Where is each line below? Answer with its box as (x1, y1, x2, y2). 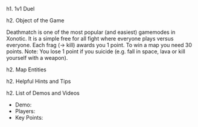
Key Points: (14, 114, 43, 121)
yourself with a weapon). (6, 54, 68, 61)
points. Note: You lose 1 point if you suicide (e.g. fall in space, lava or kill (6, 48, 185, 55)
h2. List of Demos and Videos (6, 90, 80, 96)
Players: (14, 108, 36, 114)
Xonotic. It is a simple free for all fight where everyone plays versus (6, 35, 174, 42)
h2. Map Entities (6, 66, 46, 73)
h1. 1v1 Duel (6, 5, 35, 12)
